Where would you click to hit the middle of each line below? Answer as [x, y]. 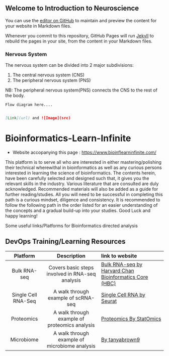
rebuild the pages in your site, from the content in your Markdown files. [79, 41]
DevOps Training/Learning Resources [65, 241]
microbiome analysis [71, 346]
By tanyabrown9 [121, 339]
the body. [15, 96]
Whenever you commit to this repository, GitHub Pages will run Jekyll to [80, 35]
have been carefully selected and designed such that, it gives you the [77, 178]
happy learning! [21, 216]
